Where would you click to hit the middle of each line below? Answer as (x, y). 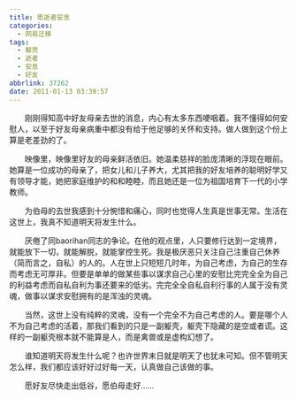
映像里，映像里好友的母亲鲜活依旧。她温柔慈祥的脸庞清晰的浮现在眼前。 (156, 158)
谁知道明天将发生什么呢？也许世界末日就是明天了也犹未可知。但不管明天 (156, 356)
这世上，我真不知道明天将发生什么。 (75, 221)
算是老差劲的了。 (40, 140)
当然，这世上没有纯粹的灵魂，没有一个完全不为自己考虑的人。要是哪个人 (156, 314)
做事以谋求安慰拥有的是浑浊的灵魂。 (90, 295)
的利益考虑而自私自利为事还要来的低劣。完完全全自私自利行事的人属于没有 (145, 285)
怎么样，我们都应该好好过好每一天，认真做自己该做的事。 (114, 366)
